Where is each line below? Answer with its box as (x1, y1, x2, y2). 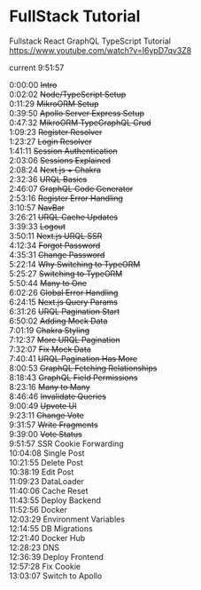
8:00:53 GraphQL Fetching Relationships (9, 363, 158, 373)
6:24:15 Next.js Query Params (9, 296, 118, 307)
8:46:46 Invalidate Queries (9, 391, 106, 402)
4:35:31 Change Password (9, 249, 105, 259)
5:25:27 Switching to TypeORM (9, 268, 123, 279)
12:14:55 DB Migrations (9, 522, 93, 534)
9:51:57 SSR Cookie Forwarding (9, 438, 124, 449)
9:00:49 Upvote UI (9, 400, 77, 411)
